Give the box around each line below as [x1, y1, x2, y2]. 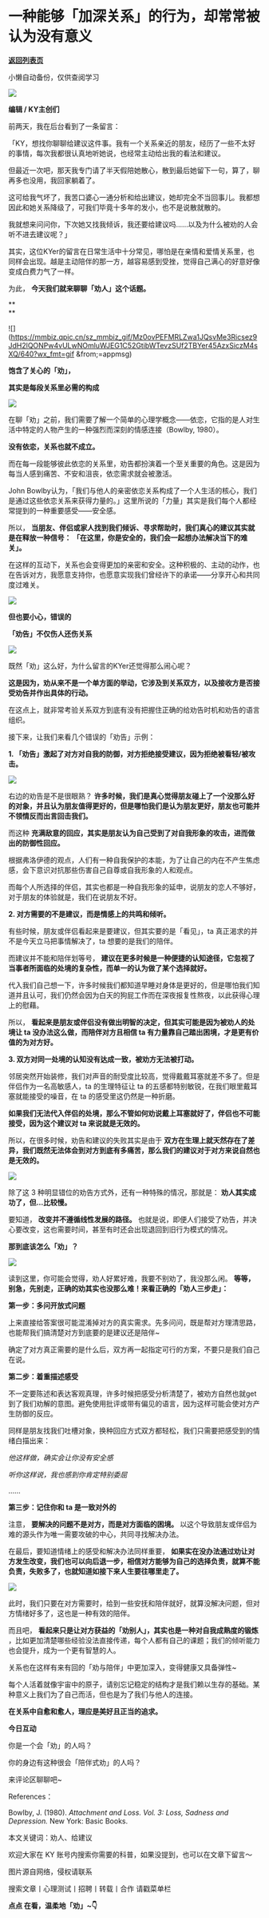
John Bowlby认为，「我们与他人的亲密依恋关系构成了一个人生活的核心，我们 [8, 485, 258, 495]
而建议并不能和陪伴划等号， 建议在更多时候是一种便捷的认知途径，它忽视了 [8, 953, 255, 963]
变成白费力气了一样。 [8, 266, 78, 276]
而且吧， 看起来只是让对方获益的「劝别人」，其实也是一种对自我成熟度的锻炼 [8, 1625, 259, 1635]
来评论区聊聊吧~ [8, 1775, 62, 1784]
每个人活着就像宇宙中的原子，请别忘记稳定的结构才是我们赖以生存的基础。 [8, 1679, 253, 1689]
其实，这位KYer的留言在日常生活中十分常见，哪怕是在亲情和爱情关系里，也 [8, 246, 255, 256]
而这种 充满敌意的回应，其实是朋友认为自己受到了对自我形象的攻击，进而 [8, 828, 248, 838]
